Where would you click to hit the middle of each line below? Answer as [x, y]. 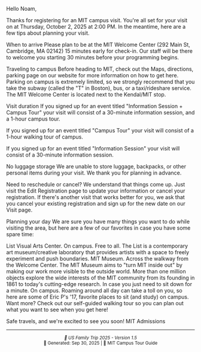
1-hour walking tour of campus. [45, 137]
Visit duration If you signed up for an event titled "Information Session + [95, 106]
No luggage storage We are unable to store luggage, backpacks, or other [96, 166]
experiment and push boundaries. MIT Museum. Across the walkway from [97, 258]
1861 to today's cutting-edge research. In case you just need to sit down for [99, 284]
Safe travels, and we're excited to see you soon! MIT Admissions [86, 321]
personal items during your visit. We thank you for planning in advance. [94, 173]
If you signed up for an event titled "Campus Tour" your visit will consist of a [100, 130]
